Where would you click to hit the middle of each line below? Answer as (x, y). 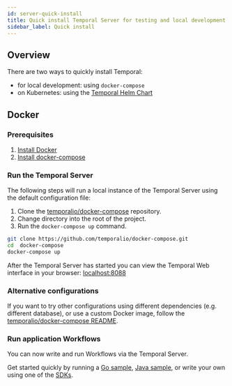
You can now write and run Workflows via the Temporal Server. (98, 354)
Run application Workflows (54, 339)
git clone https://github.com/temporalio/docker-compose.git (98, 239)
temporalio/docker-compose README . (63, 321)
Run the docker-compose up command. (72, 226)
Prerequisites (30, 135)
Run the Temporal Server (51, 175)
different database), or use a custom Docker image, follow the (96, 313)
